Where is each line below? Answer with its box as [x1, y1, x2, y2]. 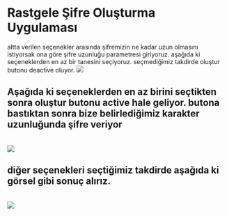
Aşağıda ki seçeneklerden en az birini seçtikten [7, 86, 217, 98]
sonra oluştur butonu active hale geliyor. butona [7, 97, 220, 109]
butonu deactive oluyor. [7, 65, 75, 74]
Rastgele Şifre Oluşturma [7, 5, 155, 21]
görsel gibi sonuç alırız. [7, 176, 111, 187]
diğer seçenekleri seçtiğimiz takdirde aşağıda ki [7, 164, 219, 176]
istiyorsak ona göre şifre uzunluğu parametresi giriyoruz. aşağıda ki [7, 50, 201, 59]
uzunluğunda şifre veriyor [7, 118, 123, 130]
